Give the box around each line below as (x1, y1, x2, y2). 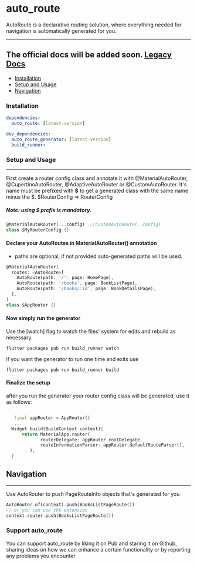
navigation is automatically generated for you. (6, 27, 117, 34)
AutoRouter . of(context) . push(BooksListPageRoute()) (6, 502, 135, 508)
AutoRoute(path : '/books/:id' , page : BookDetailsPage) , (16, 286, 157, 292)
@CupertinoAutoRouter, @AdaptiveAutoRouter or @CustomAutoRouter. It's (6, 181, 187, 188)
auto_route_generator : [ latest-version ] (11, 137, 111, 142)
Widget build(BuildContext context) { (11, 426, 104, 432)
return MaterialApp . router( (21, 431, 91, 437)
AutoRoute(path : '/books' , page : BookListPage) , (16, 280, 138, 286)
